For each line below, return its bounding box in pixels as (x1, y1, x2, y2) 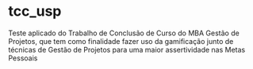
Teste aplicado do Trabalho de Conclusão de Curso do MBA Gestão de (8, 28, 240, 38)
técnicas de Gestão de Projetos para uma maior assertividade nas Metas (8, 45, 246, 54)
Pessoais (8, 53, 38, 63)
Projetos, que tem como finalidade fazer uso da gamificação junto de (8, 36, 234, 45)
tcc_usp (8, 2, 62, 20)
